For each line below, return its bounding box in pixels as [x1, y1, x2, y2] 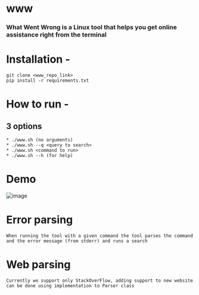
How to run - [6, 97, 69, 111]
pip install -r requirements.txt [6, 78, 89, 84]
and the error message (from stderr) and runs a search [6, 238, 148, 244]
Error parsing [6, 213, 73, 227]
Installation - [6, 53, 70, 66]
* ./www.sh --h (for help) [6, 153, 73, 159]
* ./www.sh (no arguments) [6, 137, 73, 143]
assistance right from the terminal [6, 30, 107, 39]
